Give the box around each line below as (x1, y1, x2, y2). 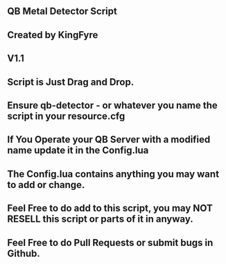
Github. (7, 247, 40, 259)
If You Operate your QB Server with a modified (7, 134, 211, 146)
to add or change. (7, 179, 85, 191)
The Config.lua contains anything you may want (7, 168, 220, 180)
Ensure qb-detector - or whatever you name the (7, 100, 218, 111)
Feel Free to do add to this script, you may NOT (7, 202, 214, 214)
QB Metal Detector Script (7, 6, 118, 17)
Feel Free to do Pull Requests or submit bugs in (7, 236, 214, 248)
